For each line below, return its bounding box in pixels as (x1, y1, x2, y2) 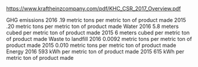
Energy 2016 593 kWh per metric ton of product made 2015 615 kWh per (6, 48, 185, 55)
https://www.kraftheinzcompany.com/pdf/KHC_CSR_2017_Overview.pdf (6, 5, 181, 12)
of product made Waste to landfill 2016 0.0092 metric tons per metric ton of (6, 36, 192, 42)
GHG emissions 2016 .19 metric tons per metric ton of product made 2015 (6, 17, 186, 23)
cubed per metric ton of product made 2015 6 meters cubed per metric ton (6, 29, 190, 36)
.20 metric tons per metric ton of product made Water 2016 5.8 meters (6, 23, 179, 30)
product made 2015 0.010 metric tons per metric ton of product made (6, 42, 177, 49)
